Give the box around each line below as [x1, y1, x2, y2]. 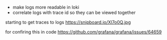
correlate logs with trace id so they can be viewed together [12, 9, 136, 15]
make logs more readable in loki [12, 4, 79, 10]
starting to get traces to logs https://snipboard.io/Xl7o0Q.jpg [5, 19, 131, 25]
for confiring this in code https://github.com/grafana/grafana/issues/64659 [5, 29, 162, 34]
